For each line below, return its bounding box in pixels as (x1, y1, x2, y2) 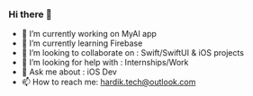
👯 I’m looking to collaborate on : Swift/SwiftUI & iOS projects (21, 48, 245, 58)
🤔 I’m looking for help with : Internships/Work (21, 57, 189, 68)
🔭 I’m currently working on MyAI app (21, 29, 157, 39)
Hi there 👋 (8, 8, 53, 21)
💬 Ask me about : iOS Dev (21, 66, 118, 77)
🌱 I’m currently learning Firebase (21, 38, 143, 48)
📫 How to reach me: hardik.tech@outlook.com (21, 76, 196, 88)
